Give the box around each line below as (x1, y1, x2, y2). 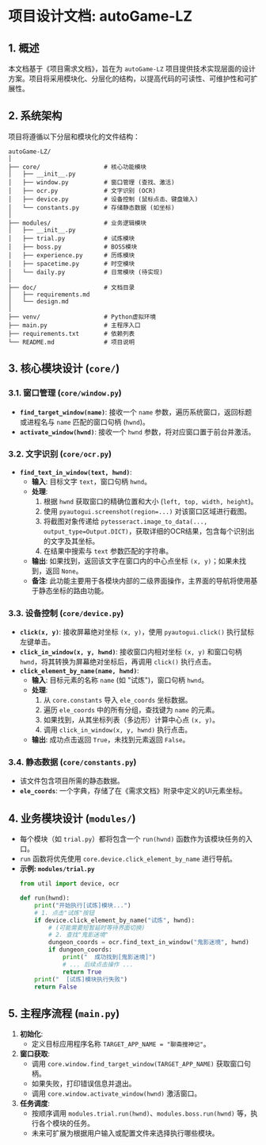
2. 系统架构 (8, 109, 63, 123)
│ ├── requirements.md (8, 291, 90, 299)
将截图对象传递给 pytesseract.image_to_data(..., (43, 516, 208, 526)
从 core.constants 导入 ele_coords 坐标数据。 (43, 696, 192, 705)
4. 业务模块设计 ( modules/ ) (8, 812, 136, 825)
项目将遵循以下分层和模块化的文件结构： (8, 132, 140, 141)
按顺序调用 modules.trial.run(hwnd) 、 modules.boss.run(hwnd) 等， (31, 1108, 251, 1118)
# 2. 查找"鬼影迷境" (48, 931, 109, 939)
